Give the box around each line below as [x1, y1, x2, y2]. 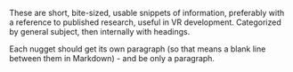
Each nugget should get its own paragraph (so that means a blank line [9, 44, 266, 54]
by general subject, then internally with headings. [9, 27, 191, 36]
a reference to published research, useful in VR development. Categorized [9, 17, 282, 28]
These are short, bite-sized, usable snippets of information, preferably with [9, 8, 285, 18]
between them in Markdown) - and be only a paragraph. [9, 53, 216, 63]
